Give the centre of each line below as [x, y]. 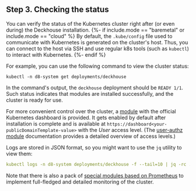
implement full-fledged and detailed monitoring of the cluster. [80, 182]
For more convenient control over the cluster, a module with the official [91, 111]
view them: [19, 154]
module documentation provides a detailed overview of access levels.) [91, 136]
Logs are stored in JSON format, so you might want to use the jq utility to [94, 147]
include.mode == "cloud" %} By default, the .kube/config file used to [89, 36]
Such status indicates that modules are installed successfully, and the [90, 93]
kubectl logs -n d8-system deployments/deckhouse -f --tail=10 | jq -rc [96, 164]
